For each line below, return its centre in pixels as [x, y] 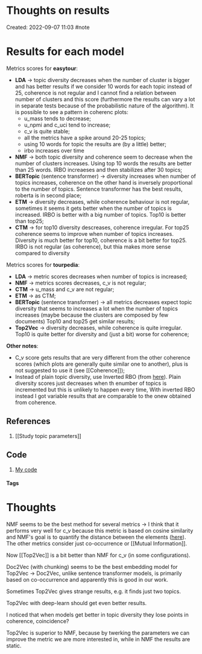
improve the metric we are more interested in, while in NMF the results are [98, 640]
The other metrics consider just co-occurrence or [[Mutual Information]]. [97, 544]
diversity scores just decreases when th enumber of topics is [91, 383]
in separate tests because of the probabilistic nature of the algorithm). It [104, 106]
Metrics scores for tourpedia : [43, 265]
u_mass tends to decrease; [58, 118]
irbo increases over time [54, 150]
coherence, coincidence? [38, 621]
